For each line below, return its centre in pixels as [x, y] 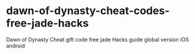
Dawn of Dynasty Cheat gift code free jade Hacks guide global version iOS [97, 39]
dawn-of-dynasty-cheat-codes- [88, 11]
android [16, 46]
